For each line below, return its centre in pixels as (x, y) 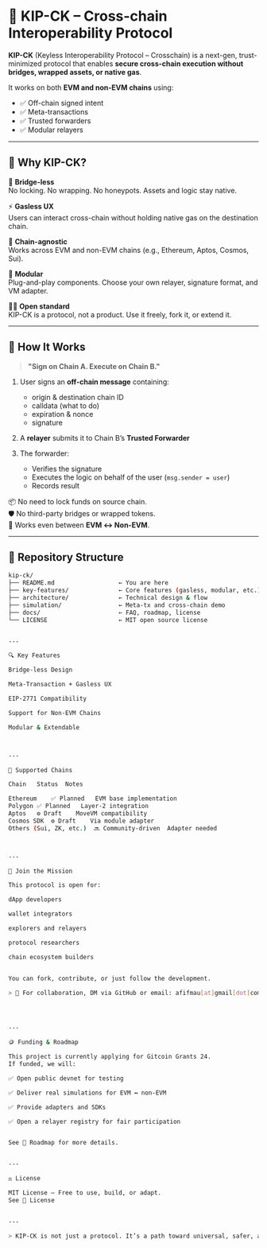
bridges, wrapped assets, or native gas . (75, 72)
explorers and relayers (48, 928)
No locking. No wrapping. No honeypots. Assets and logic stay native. (122, 190)
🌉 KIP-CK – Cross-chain (88, 16)
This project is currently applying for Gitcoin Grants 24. (110, 1057)
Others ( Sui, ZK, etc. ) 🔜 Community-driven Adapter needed (113, 828)
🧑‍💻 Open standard (39, 306)
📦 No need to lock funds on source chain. (77, 501)
